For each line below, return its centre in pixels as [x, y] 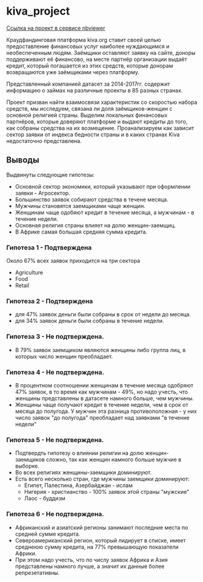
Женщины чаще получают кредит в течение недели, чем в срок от [101, 404]
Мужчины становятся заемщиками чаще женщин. [80, 206]
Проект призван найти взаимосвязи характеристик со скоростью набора [102, 102]
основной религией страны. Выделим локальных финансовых [87, 115]
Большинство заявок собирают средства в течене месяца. [92, 199]
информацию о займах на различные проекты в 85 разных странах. [95, 90]
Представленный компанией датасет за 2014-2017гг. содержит [88, 84]
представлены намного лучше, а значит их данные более [90, 566]
